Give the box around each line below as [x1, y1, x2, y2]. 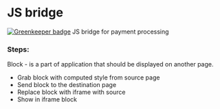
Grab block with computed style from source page [16, 73, 160, 82]
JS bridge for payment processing [71, 27, 170, 36]
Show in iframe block [16, 95, 78, 104]
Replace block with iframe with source [16, 88, 126, 97]
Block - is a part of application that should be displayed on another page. [7, 60, 214, 69]
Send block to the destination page [16, 81, 117, 89]
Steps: [7, 45, 30, 54]
